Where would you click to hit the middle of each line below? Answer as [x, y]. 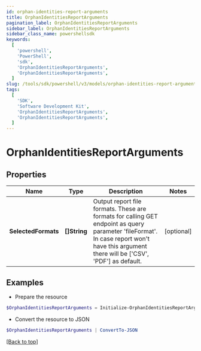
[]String [76, 231]
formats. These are [120, 209]
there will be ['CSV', [121, 254]
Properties [26, 174]
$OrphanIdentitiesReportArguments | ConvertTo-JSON [72, 330]
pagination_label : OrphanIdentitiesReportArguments [72, 23]
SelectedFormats [34, 231]
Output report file [117, 202]
